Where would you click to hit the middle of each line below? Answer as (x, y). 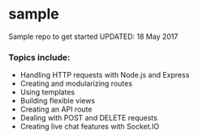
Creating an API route (56, 109)
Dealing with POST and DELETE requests (89, 118)
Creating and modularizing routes (76, 84)
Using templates (47, 92)
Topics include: (39, 57)
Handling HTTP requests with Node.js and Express (105, 75)
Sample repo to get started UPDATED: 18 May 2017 (93, 36)
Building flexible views (58, 101)
